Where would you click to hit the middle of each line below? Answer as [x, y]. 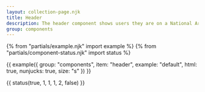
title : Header [24, 18]
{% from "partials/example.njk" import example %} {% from [81, 46]
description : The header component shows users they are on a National [99, 23]
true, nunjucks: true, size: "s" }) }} [49, 71]
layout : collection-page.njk [43, 12]
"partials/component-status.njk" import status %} [69, 53]
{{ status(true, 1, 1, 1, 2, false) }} [46, 83]
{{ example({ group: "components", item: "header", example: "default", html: [102, 65]
